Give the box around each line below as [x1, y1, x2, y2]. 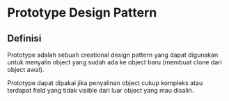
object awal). [7, 66, 45, 73]
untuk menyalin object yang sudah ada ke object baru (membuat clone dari [7, 58, 223, 66]
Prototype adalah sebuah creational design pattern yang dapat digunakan [7, 50, 219, 59]
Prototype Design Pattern [7, 5, 157, 21]
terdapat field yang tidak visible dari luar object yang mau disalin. [7, 86, 194, 94]
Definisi [7, 33, 42, 44]
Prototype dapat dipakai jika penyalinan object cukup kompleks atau [7, 79, 203, 87]
